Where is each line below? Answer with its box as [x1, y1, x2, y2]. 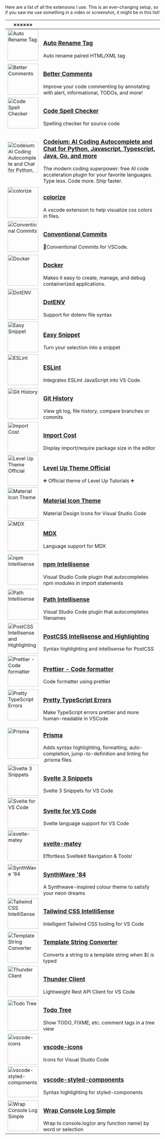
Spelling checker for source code [43, 120, 120, 127]
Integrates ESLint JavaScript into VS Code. [43, 377, 141, 383]
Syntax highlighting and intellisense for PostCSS [43, 645, 154, 652]
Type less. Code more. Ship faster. [43, 177, 123, 184]
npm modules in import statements [43, 579, 124, 586]
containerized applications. [43, 280, 106, 287]
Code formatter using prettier [43, 678, 110, 685]
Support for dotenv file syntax [43, 311, 112, 318]
